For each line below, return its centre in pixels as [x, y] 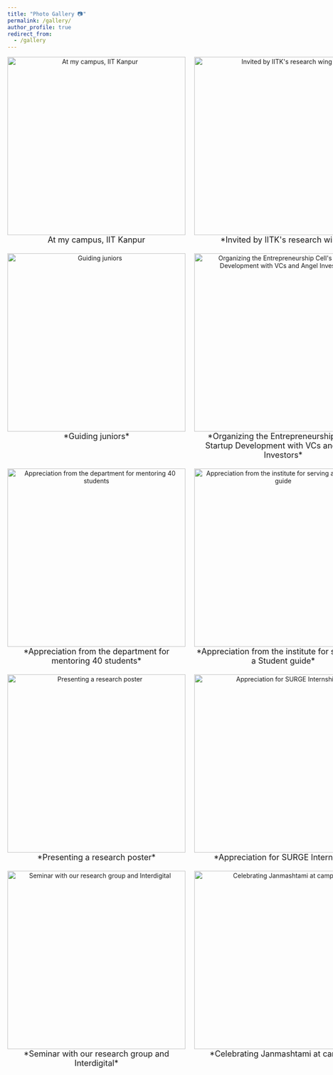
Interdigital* [96, 1063]
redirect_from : [30, 34]
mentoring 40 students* [96, 661]
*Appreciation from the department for [96, 652]
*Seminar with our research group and [96, 1054]
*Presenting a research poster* [96, 858]
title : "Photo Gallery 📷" [47, 14]
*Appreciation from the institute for [263, 652]
